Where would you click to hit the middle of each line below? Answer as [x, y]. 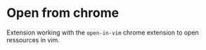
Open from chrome [63, 13]
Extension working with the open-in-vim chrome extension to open [103, 32]
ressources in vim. [33, 39]
